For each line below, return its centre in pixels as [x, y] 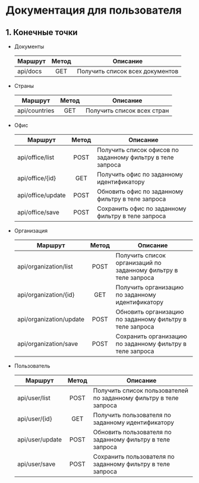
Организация [31, 231]
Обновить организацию [150, 312]
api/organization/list [45, 266]
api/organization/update [50, 319]
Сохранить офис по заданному [142, 209]
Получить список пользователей [140, 391]
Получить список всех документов [128, 71]
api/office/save [38, 212]
